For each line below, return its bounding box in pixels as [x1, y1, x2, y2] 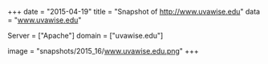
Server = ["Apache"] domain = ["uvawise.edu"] [7, 31, 164, 40]
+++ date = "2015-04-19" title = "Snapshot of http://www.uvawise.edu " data [7, 7, 261, 16]
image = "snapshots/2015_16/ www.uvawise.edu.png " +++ [7, 46, 200, 55]
